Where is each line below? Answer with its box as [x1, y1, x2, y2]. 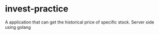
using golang [5, 24, 31, 30]
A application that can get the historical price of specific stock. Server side [5, 19, 154, 25]
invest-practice [5, 3, 69, 14]
